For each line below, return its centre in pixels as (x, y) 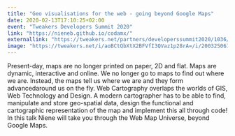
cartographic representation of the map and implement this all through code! (117, 110)
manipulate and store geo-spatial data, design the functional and (100, 103)
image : (17, 46)
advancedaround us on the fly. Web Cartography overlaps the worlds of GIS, (117, 88)
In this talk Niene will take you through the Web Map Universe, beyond (108, 118)
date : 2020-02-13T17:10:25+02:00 (56, 20)
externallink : (28, 40)
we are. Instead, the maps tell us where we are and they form (95, 81)
